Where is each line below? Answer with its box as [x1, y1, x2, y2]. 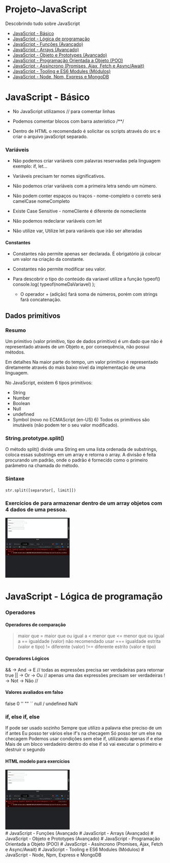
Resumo [5, 327, 26, 334]
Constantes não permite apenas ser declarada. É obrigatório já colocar [12, 251, 161, 257]
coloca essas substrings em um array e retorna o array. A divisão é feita [5, 452, 156, 458]
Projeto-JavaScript [5, 4, 88, 15]
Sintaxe [5, 475, 24, 482]
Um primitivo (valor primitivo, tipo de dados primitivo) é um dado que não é [5, 338, 163, 344]
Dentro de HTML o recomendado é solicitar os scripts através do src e [12, 128, 160, 134]
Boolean [12, 400, 31, 407]
